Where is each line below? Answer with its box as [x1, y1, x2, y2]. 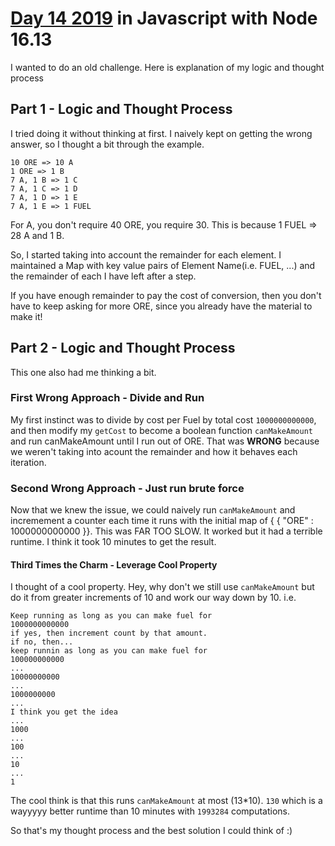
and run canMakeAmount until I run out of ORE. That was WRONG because [10, 435, 320, 447]
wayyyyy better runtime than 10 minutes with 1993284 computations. [10, 805, 290, 817]
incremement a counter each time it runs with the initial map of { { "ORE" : [10, 515, 314, 527]
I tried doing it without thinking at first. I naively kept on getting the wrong [10, 127, 313, 139]
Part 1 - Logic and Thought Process [10, 101, 233, 118]
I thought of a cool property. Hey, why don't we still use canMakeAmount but [10, 581, 315, 593]
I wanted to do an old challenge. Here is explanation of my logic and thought [10, 61, 325, 73]
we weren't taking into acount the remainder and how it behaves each [10, 445, 298, 457]
